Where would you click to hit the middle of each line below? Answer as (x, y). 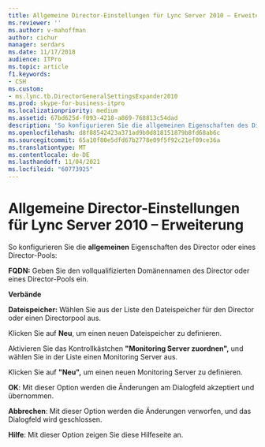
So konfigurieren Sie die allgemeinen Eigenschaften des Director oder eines (132, 247)
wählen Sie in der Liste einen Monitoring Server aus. (93, 356)
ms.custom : (26, 89)
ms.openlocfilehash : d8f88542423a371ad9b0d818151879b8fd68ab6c (114, 132)
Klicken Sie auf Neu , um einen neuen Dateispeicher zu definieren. (115, 333)
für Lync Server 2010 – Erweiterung (126, 225)
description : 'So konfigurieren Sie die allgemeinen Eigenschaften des (128, 125)
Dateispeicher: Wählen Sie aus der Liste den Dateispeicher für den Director (131, 309)
